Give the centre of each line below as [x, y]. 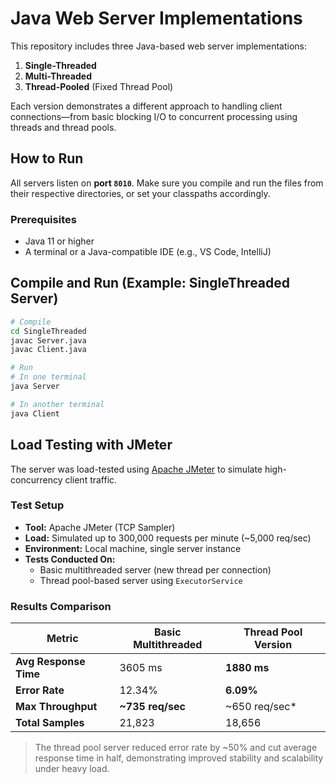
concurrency [36, 479]
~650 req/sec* [261, 707]
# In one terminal [48, 377]
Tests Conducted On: [70, 559]
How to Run [47, 158]
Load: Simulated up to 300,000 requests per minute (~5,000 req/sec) [168, 538]
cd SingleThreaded [48, 331]
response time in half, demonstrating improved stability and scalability [179, 758]
